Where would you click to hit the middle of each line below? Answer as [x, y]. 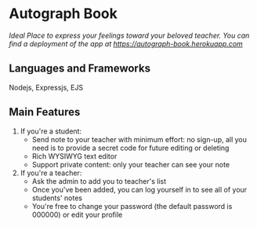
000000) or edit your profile [77, 214]
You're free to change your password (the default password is [132, 206]
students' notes [57, 198]
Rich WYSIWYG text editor [74, 156]
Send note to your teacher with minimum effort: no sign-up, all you [139, 139]
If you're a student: [51, 131]
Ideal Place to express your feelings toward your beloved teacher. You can [129, 35]
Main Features [45, 112]
